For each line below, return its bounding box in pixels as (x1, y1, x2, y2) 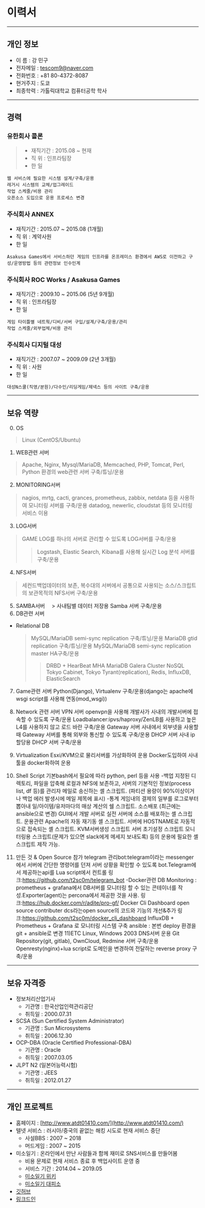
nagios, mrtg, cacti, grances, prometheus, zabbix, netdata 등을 (21, 494, 179, 501)
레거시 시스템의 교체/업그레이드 (7, 182, 74, 188)
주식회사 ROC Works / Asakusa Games (7, 275, 120, 284)
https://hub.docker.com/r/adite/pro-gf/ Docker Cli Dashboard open (22, 899, 190, 906)
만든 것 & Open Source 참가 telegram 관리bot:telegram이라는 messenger (15, 853, 194, 861)
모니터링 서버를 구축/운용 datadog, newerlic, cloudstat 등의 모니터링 (28, 502, 193, 509)
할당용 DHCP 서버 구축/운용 (15, 738, 82, 746)
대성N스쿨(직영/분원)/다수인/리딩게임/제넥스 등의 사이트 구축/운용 (7, 384, 150, 390)
